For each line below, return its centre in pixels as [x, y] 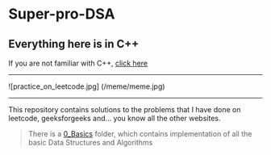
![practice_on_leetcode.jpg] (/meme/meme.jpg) [87, 86]
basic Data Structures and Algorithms [90, 142]
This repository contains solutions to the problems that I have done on [125, 109]
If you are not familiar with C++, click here [78, 63]
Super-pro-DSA [62, 14]
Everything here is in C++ [74, 44]
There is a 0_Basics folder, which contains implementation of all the [140, 134]
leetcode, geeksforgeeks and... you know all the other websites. [115, 118]
